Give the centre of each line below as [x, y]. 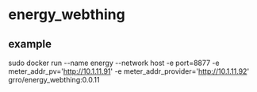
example [30, 44]
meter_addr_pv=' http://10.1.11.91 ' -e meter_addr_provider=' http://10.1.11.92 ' [129, 71]
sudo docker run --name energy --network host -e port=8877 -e [114, 63]
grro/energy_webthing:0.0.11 [54, 80]
